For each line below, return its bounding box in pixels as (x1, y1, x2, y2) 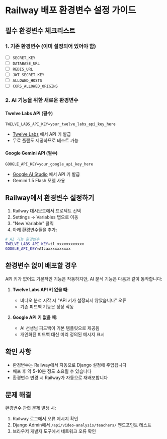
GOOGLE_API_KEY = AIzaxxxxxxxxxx (5, 246, 71, 251)
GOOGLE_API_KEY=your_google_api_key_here (5, 161, 94, 167)
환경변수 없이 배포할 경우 (5, 261, 77, 270)
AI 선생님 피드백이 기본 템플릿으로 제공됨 (20, 325, 100, 331)
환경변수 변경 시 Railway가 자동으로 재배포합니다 (12, 374, 108, 380)
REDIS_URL (12, 67, 34, 72)
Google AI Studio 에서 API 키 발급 (12, 171, 80, 177)
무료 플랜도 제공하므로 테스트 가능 (12, 137, 79, 144)
